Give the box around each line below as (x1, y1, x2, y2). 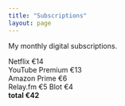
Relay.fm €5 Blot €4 (8, 81, 74, 92)
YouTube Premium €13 (8, 65, 82, 74)
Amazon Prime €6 (8, 73, 68, 83)
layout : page (8, 19, 52, 27)
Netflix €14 (8, 57, 44, 66)
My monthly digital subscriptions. (8, 41, 118, 50)
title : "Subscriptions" (8, 11, 88, 20)
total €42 (8, 90, 40, 100)
